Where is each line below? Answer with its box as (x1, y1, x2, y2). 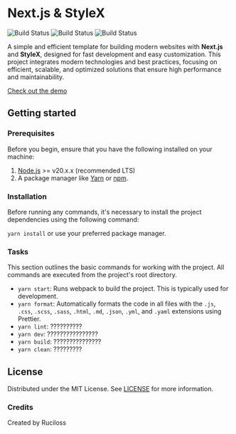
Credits (7, 402, 33, 412)
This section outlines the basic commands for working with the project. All (7, 263, 225, 272)
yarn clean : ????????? (17, 345, 82, 353)
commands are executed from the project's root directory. (7, 271, 178, 279)
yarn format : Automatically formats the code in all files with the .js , (17, 299, 216, 308)
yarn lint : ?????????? (17, 322, 82, 331)
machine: (7, 152, 35, 161)
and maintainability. (7, 73, 65, 81)
